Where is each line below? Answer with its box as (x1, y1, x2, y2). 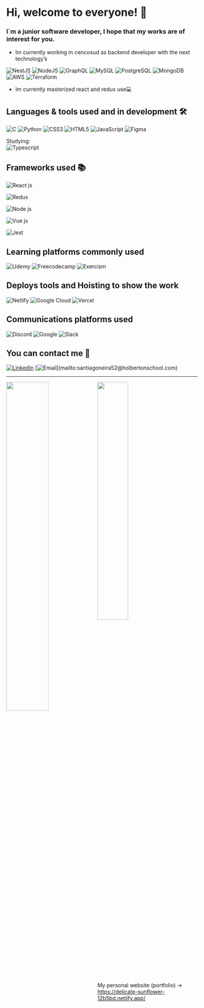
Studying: (6, 137, 30, 145)
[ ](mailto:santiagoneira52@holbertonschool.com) (35, 364, 178, 371)
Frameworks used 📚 (6, 162, 86, 173)
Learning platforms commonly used (6, 246, 144, 257)
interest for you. (6, 35, 55, 43)
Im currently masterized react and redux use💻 (15, 85, 132, 93)
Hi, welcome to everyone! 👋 (6, 5, 148, 20)
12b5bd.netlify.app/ (97, 995, 146, 1002)
